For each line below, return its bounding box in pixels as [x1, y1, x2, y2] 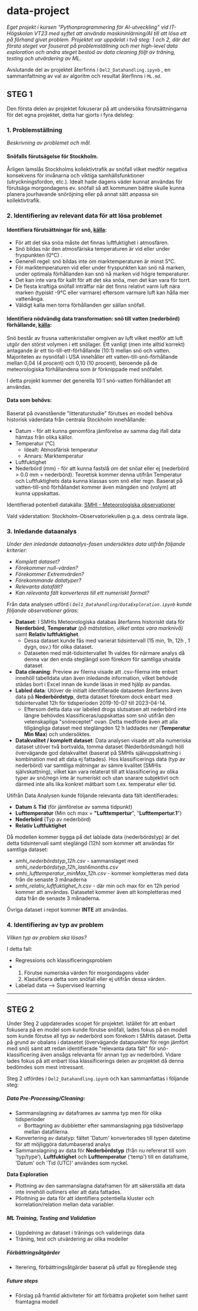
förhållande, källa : [6, 321, 52, 328]
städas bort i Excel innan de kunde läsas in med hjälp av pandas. [15, 681, 172, 688]
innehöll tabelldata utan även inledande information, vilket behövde [15, 674, 178, 682]
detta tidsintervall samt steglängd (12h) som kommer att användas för [6, 840, 175, 847]
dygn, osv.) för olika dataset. [24, 643, 93, 650]
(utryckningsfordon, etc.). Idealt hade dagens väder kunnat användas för [6, 178, 183, 186]
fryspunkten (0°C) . [15, 251, 62, 259]
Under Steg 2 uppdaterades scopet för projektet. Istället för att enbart [6, 1020, 176, 1027]
